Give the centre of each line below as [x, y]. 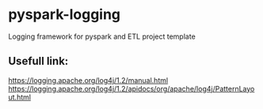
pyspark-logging [65, 15]
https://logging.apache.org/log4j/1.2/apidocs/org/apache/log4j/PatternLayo [131, 88]
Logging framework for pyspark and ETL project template [102, 36]
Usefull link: [38, 61]
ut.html [20, 97]
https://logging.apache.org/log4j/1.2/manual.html [88, 80]
